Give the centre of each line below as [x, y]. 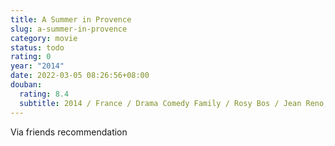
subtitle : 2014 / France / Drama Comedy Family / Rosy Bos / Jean [160, 103]
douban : [26, 85]
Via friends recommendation [69, 132]
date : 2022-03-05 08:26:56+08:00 [80, 76]
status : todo [37, 47]
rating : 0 [31, 57]
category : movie [44, 38]
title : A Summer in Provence [71, 19]
